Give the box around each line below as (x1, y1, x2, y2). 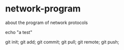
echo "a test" (5, 29, 32, 35)
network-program (5, 3, 81, 14)
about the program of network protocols (5, 19, 88, 25)
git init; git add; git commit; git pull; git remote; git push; (5, 38, 119, 45)
